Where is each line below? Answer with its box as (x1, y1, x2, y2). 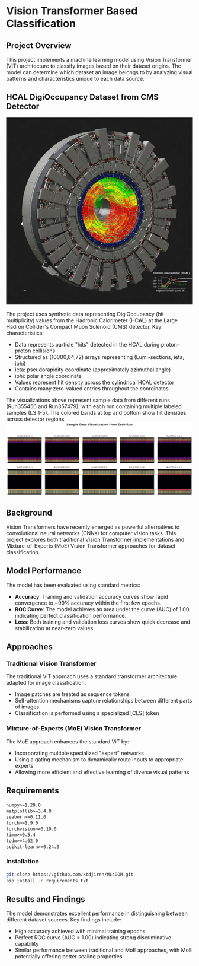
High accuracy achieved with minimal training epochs (14, 927, 146, 935)
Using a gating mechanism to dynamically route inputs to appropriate (14, 755, 184, 763)
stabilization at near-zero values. (14, 624, 95, 631)
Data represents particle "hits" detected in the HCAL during (14, 341, 160, 348)
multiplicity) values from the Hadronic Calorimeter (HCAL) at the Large (6, 316, 178, 324)
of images (14, 703, 40, 710)
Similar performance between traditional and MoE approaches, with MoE (14, 946, 192, 954)
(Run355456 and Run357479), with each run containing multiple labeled (6, 402, 182, 410)
